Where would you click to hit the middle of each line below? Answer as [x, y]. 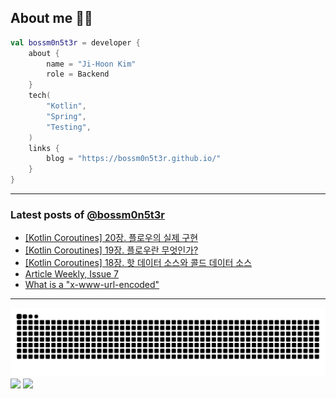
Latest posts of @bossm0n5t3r [88, 214]
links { [44, 148]
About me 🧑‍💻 [51, 18]
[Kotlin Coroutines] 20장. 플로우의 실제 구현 [111, 238]
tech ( [40, 96]
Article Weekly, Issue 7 [72, 274]
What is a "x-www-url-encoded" [92, 285]
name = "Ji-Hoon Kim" [91, 64]
